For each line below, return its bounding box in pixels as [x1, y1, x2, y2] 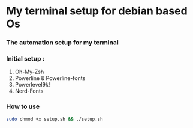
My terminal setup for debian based [6, 4, 188, 18]
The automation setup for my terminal [6, 38, 119, 47]
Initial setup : [6, 55, 45, 63]
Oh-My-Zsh [14, 68, 44, 76]
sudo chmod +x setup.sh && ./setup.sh [6, 116, 103, 122]
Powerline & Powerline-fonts [14, 75, 86, 82]
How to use [6, 102, 40, 111]
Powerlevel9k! [14, 81, 50, 88]
